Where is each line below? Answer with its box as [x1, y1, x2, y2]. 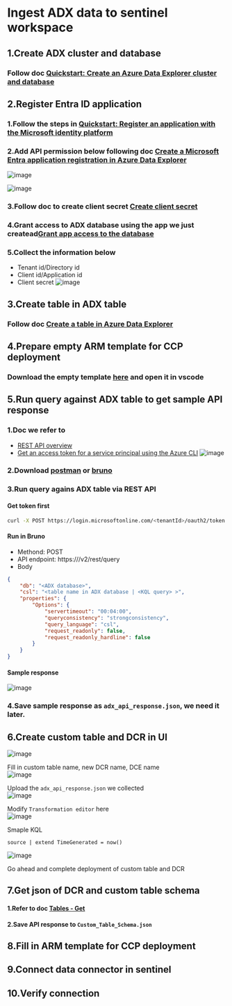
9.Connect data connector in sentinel [7, 964, 172, 975]
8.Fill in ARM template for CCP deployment [7, 940, 196, 952]
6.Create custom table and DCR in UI [7, 731, 168, 743]
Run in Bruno [7, 532, 45, 541]
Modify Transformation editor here [7, 805, 109, 813]
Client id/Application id [17, 271, 83, 279]
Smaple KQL [7, 825, 43, 834]
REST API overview [17, 441, 73, 450]
